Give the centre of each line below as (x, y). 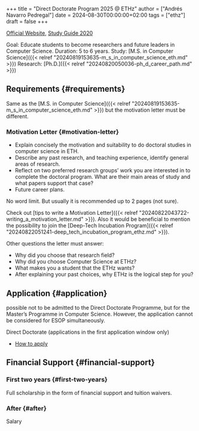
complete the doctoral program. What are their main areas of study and (102, 177)
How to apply (31, 343)
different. (17, 116)
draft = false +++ (27, 21)
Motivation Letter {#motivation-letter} (63, 131)
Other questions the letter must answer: (55, 244)
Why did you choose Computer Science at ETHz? (76, 262)
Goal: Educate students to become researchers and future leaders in (91, 45)
